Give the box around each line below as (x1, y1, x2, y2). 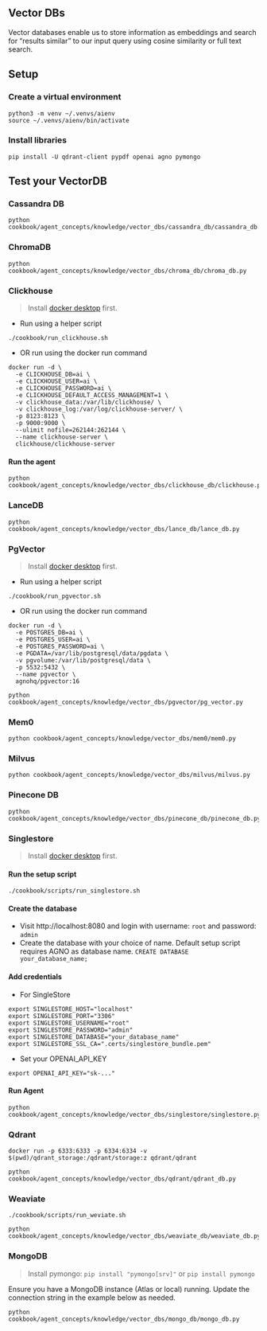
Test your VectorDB (8, 174, 107, 188)
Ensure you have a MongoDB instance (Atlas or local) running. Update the (8, 1284, 250, 1294)
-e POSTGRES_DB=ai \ (15, 628, 83, 636)
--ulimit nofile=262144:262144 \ (15, 426, 126, 435)
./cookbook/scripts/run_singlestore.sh (8, 887, 141, 895)
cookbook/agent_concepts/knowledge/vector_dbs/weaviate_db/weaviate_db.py (8, 1232, 261, 1240)
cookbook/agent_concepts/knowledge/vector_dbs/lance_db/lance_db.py (8, 525, 240, 533)
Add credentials (8, 972, 62, 982)
